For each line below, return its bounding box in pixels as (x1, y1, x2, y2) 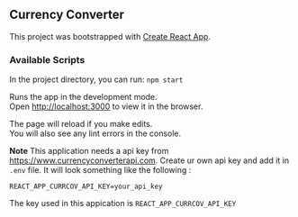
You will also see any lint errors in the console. (9, 128, 182, 139)
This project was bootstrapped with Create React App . (9, 31, 212, 41)
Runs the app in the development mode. (9, 92, 158, 103)
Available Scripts (9, 53, 86, 66)
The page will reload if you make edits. (9, 119, 153, 130)
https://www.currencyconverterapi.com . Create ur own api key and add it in (9, 155, 290, 166)
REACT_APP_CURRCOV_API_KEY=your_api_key (9, 182, 164, 192)
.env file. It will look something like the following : (9, 165, 192, 176)
